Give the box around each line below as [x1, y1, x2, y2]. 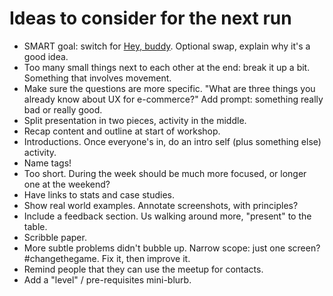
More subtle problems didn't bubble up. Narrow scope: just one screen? [23, 242, 321, 254]
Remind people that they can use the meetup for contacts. [23, 263, 264, 275]
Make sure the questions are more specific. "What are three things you [23, 82, 316, 94]
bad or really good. [23, 103, 103, 116]
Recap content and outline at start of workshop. [23, 125, 221, 137]
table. [23, 220, 48, 232]
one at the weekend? [23, 178, 111, 190]
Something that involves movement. [23, 72, 172, 84]
